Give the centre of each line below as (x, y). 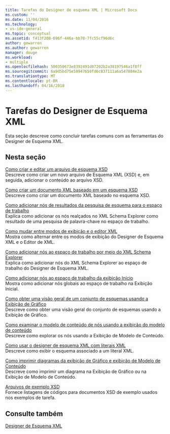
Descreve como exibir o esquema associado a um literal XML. (70, 351)
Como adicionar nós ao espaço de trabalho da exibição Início (69, 278)
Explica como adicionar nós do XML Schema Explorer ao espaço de (76, 263)
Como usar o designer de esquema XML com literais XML (65, 345)
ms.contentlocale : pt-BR (31, 81)
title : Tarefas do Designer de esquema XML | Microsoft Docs (71, 10)
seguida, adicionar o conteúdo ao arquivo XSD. (55, 180)
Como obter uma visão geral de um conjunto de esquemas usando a (77, 299)
